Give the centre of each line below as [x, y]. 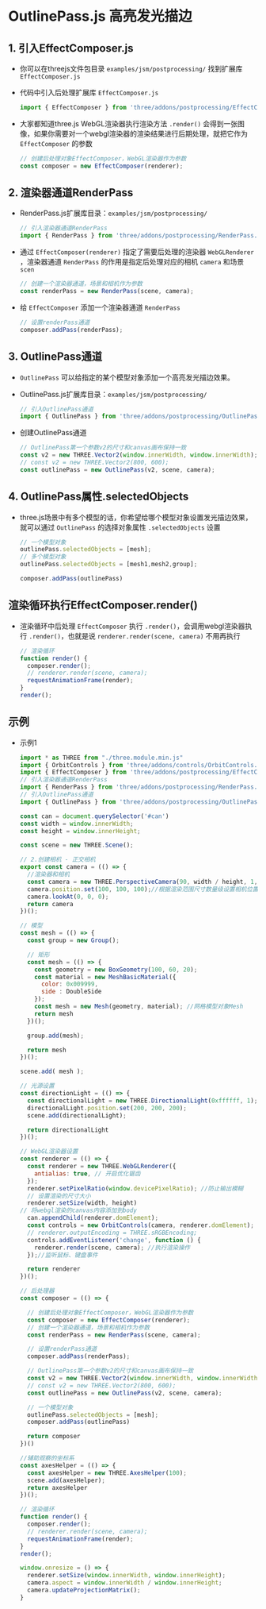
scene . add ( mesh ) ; [52, 1072]
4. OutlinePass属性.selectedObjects [99, 497]
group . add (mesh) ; [56, 1036]
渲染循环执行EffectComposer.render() [103, 606]
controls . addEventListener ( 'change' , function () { [114, 1240]
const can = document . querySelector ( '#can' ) [94, 816]
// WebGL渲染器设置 [49, 1152]
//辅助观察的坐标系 [47, 1458]
